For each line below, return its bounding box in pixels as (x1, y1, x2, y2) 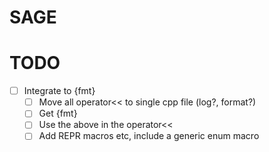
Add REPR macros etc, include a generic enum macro (38, 130, 260, 142)
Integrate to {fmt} (23, 85, 96, 97)
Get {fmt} (38, 107, 78, 120)
